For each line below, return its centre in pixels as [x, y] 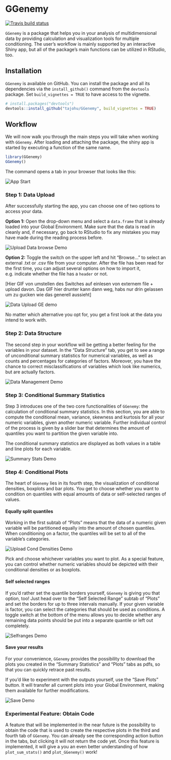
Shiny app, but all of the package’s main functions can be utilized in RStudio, [86, 49]
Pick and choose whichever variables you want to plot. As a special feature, [85, 559]
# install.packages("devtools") [40, 104]
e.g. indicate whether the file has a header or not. [57, 274]
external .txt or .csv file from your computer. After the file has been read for [84, 263]
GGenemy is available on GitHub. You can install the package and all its [78, 83]
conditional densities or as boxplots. [43, 570]
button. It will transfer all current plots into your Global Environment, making [85, 685]
